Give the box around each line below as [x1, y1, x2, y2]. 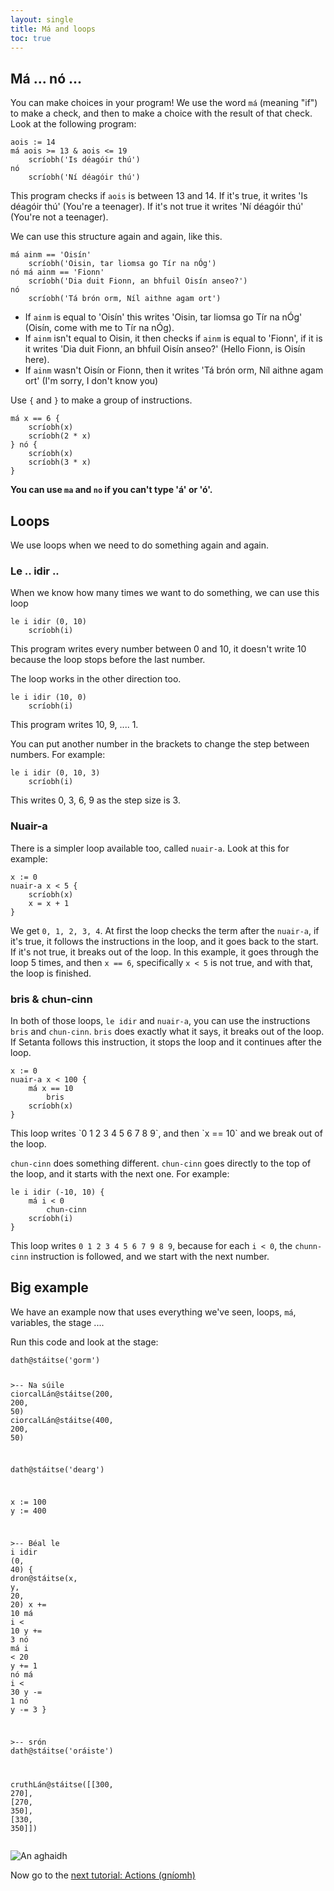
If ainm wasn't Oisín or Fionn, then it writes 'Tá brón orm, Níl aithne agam [24, 364, 324, 376]
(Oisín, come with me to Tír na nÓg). [24, 322, 175, 334]
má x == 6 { [10, 414, 60, 424]
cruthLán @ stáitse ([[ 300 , [10, 1779, 114, 1790]
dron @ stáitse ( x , [10, 1573, 78, 1583]
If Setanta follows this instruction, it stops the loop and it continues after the [10, 1036, 322, 1048]
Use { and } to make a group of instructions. [10, 394, 193, 406]
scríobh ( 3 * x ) [28, 457, 92, 468]
